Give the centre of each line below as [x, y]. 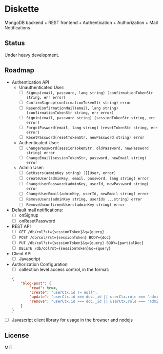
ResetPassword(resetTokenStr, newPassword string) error [85, 137]
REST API [21, 226]
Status [15, 43]
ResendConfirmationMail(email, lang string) [72, 108]
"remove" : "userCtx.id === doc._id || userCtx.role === [87, 302]
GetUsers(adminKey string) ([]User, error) [71, 173]
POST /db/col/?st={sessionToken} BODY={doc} [65, 237]
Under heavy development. [32, 55]
